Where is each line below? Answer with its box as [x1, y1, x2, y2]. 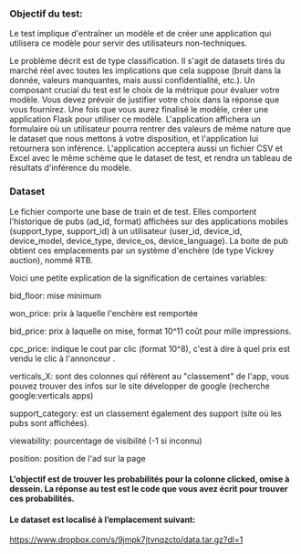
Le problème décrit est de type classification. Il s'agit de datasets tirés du [9, 56, 285, 67]
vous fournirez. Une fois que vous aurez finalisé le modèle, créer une [9, 104, 269, 115]
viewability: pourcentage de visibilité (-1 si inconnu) [9, 435, 202, 446]
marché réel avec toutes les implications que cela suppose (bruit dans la [9, 65, 281, 76]
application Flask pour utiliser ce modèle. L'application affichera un [9, 113, 262, 125]
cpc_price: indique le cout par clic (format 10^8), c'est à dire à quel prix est [9, 343, 290, 354]
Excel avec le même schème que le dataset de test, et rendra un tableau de [9, 153, 293, 164]
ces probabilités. [9, 493, 75, 505]
